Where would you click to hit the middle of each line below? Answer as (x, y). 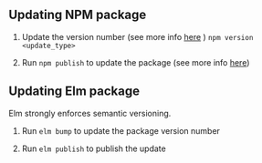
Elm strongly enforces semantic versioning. (90, 113)
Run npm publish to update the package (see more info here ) (136, 62)
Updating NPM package (78, 15)
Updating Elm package (74, 92)
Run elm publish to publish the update (94, 148)
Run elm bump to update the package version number (121, 130)
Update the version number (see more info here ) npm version (137, 36)
